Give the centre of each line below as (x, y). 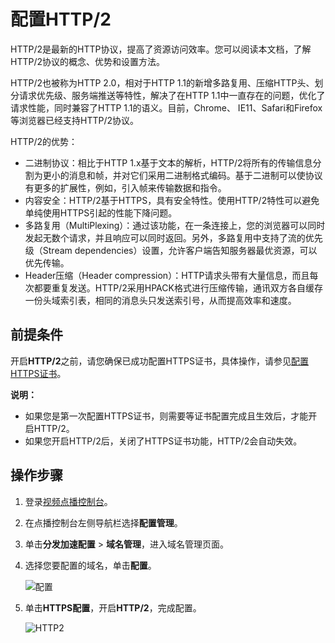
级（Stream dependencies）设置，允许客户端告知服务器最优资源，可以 (171, 250)
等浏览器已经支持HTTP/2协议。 (75, 120)
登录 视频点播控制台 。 (68, 501)
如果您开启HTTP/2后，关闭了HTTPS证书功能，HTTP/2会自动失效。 (163, 441)
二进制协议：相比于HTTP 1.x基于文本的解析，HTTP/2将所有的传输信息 (168, 162)
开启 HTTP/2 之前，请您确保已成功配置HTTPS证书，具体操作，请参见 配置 (159, 361)
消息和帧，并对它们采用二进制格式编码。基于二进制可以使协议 (195, 175)
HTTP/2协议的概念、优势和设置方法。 (88, 61)
